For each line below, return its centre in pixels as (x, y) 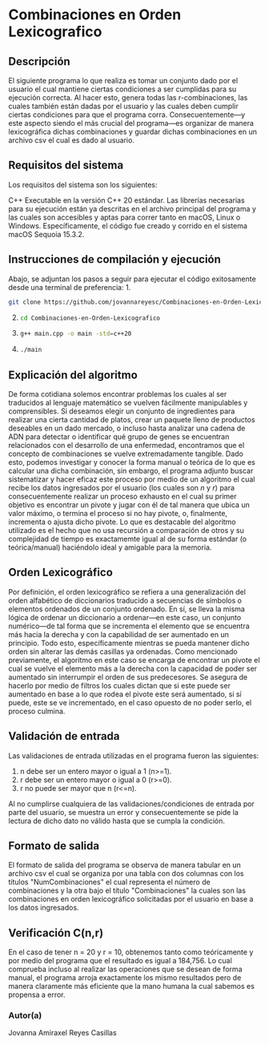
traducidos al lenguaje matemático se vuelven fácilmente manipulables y (128, 402)
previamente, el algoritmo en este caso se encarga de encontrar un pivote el (134, 660)
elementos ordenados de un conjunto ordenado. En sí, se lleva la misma (127, 609)
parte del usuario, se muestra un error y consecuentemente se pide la (123, 812)
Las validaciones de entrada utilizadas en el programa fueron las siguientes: (134, 756)
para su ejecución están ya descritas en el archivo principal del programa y (132, 208)
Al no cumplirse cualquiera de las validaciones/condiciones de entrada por (131, 804)
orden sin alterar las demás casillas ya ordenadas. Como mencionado (123, 652)
